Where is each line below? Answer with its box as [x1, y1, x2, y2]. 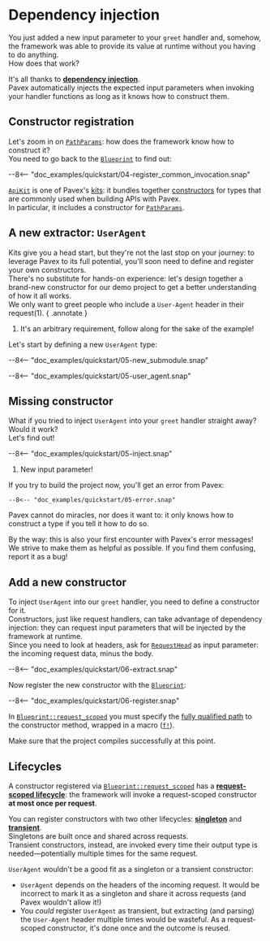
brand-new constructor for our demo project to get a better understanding [8, 282, 257, 291]
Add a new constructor [8, 575, 127, 589]
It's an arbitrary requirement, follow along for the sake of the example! [19, 323, 255, 334]
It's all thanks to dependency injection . [8, 74, 140, 84]
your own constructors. [8, 265, 87, 274]
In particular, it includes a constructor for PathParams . [8, 202, 185, 212]
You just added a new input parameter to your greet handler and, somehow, [8, 32, 262, 42]
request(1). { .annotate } [8, 308, 88, 317]
